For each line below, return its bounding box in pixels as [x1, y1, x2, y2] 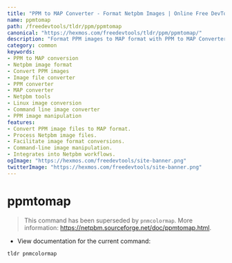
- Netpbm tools [7, 94, 51, 101]
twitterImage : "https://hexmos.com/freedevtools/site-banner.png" [7, 163, 202, 171]
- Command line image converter [7, 106, 100, 113]
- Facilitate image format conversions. [7, 138, 126, 145]
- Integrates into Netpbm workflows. [7, 151, 116, 158]
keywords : [7, 49, 36, 56]
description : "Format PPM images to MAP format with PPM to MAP [7, 36, 196, 43]
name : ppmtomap [7, 17, 51, 23]
